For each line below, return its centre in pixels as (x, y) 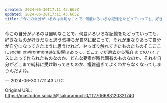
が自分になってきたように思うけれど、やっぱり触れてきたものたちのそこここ (83, 46)
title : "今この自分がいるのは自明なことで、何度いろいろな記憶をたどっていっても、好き (84, 19)
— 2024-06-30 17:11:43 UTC (34, 81)
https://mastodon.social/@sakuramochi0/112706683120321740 (70, 96)
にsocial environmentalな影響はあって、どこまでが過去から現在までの (76, 52)
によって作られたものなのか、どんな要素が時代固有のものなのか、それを (83, 58)
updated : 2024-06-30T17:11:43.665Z (42, 14)
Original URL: (19, 90)
